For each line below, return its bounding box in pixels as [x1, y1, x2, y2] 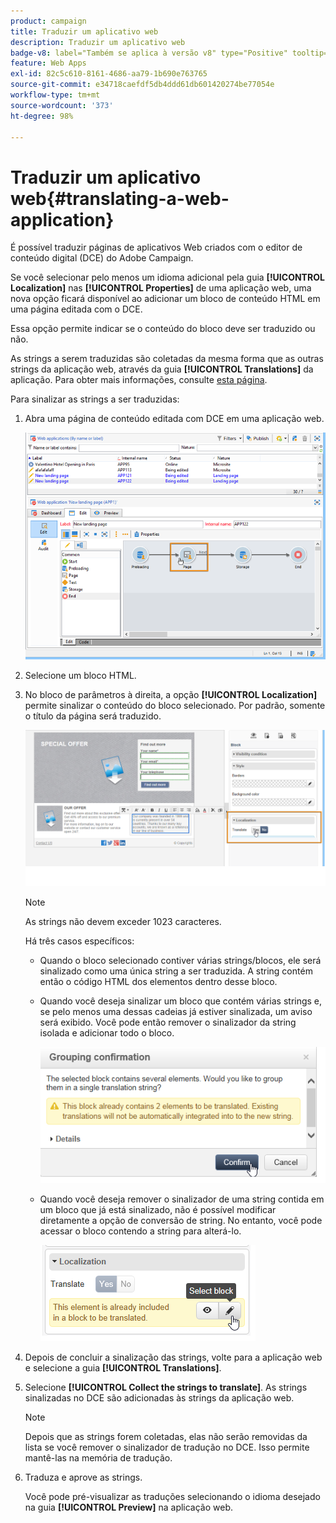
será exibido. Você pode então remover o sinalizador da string [39, 1016, 297, 1029]
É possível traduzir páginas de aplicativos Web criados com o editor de [10, 241, 303, 254]
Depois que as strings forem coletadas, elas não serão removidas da [24, 1430, 308, 1442]
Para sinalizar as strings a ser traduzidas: [10, 393, 180, 405]
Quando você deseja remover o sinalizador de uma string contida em [39, 1193, 325, 1205]
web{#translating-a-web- [10, 187, 230, 210]
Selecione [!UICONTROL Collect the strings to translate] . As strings [24, 1381, 308, 1393]
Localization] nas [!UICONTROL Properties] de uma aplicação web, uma [10, 282, 312, 294]
